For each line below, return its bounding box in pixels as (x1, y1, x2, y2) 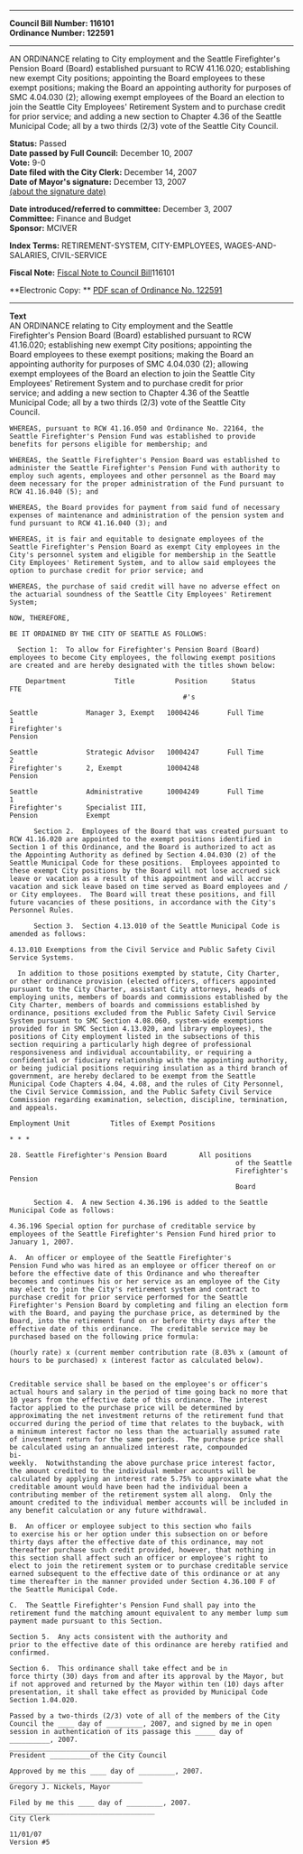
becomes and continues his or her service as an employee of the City (9, 1277, 280, 1286)
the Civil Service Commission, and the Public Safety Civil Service (9, 1088, 272, 1097)
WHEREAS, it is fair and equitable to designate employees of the (9, 534, 264, 543)
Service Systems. (9, 953, 75, 962)
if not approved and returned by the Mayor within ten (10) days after (9, 1680, 284, 1689)
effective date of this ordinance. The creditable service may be (9, 1324, 269, 1333)
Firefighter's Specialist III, (9, 803, 147, 812)
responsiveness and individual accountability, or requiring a (9, 1048, 252, 1057)
